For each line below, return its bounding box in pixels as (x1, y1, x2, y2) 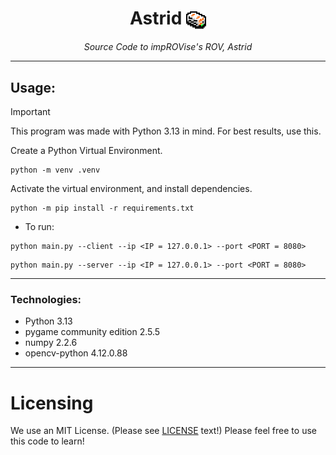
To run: (24, 221, 55, 233)
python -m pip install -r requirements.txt (10, 203, 195, 214)
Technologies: (10, 293, 82, 307)
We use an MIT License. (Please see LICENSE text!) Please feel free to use (10, 425, 317, 437)
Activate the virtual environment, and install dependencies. (10, 183, 253, 195)
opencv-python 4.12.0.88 (24, 347, 128, 359)
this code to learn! (10, 435, 85, 447)
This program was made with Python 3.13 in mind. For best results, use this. (10, 125, 322, 137)
